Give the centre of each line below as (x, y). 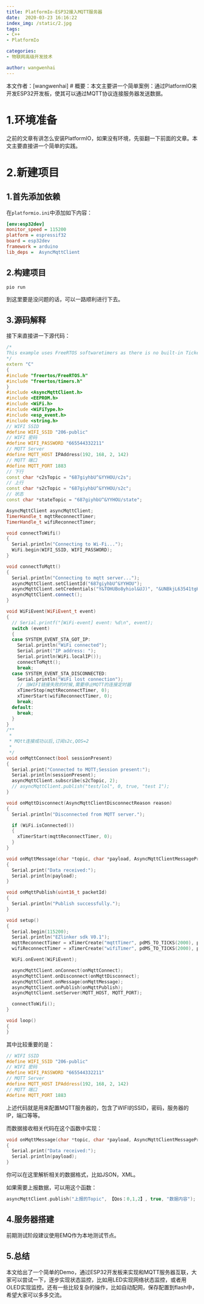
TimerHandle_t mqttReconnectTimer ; (51, 516)
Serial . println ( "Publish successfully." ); (66, 904)
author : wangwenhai (31, 67)
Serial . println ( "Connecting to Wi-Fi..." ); (67, 544)
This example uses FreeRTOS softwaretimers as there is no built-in (95, 353)
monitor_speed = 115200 (36, 230)
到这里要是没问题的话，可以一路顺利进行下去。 (65, 299)
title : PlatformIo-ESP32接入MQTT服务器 (54, 12)
